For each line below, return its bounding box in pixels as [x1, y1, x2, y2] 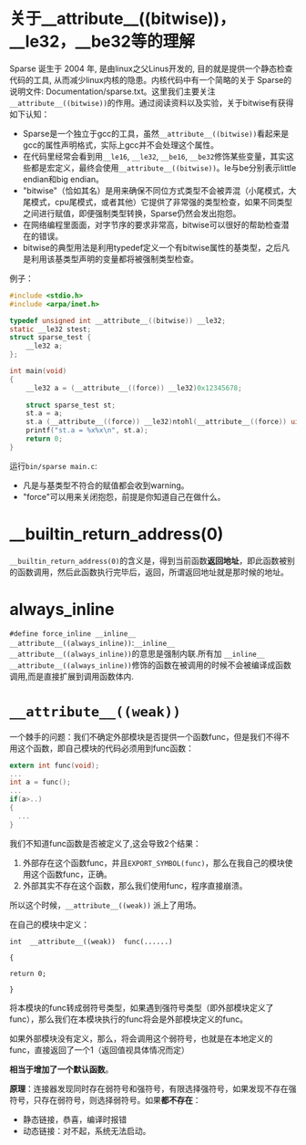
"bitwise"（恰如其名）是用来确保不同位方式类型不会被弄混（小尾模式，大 [22, 184, 297, 196]
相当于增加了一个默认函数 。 [9, 1064, 114, 1075]
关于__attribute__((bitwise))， [9, 8, 236, 29]
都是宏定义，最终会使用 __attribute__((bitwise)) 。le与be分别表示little [30, 161, 297, 173]
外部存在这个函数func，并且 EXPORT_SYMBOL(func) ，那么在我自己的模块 [22, 857, 285, 868]
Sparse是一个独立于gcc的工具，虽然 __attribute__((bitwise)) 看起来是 [22, 128, 290, 139]
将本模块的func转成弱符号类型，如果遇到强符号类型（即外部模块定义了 [9, 1002, 274, 1013]
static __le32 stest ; [9, 325, 92, 334]
